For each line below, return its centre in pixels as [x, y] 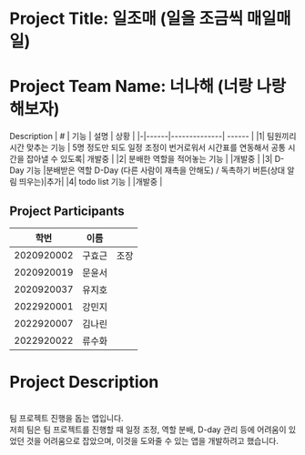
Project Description [84, 382]
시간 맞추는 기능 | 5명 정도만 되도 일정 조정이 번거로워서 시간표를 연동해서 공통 [148, 147]
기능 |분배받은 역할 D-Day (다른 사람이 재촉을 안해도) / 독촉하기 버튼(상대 [155, 170]
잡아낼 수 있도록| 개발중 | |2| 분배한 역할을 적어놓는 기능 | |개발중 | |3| [149, 159]
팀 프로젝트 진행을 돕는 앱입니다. [67, 418]
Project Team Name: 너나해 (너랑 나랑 [148, 86]
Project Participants [67, 211]
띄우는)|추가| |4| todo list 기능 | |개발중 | [91, 182]
